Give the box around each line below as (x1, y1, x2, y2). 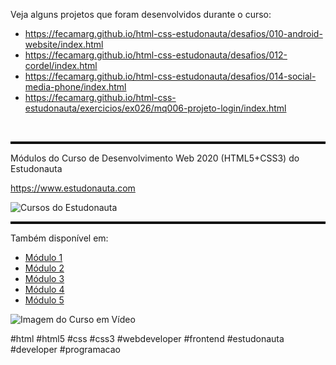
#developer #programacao (10, 344, 121, 355)
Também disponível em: (10, 232, 109, 244)
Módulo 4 (24, 284, 65, 295)
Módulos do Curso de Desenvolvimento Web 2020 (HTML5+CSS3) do (10, 152, 300, 164)
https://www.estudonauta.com (10, 182, 136, 194)
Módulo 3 (24, 273, 65, 284)
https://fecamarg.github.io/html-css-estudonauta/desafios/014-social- (24, 70, 317, 82)
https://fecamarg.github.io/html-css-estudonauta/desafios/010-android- (24, 28, 323, 39)
